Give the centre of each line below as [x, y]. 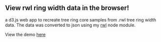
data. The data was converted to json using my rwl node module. [70, 25]
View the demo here [25, 34]
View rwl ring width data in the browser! [67, 8]
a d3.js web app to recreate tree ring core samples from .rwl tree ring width [80, 20]
